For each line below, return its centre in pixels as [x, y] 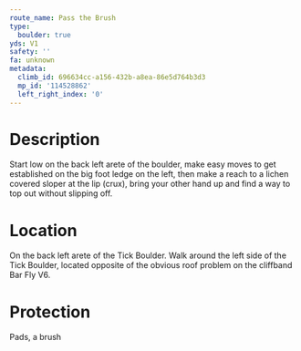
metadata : [28, 69]
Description [55, 139]
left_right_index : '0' [61, 94]
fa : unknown [32, 60]
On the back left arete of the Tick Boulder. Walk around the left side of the [148, 255]
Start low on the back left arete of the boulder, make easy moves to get [143, 164]
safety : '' [30, 52]
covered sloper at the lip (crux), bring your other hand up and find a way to [150, 184]
